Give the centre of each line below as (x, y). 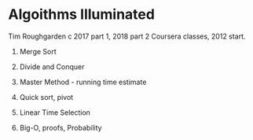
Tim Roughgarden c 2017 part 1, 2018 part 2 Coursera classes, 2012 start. (127, 36)
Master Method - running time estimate (83, 82)
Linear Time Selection (55, 112)
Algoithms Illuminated (82, 15)
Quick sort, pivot (46, 97)
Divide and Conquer (52, 66)
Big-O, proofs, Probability (60, 127)
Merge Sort (38, 51)
